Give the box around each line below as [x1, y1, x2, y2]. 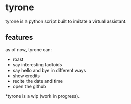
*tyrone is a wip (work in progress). [5, 93, 80, 99]
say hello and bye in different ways [12, 67, 86, 73]
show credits [12, 73, 40, 79]
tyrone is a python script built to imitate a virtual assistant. [5, 18, 127, 24]
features [5, 33, 33, 42]
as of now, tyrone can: [5, 46, 53, 52]
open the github [12, 83, 46, 89]
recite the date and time [12, 78, 63, 84]
